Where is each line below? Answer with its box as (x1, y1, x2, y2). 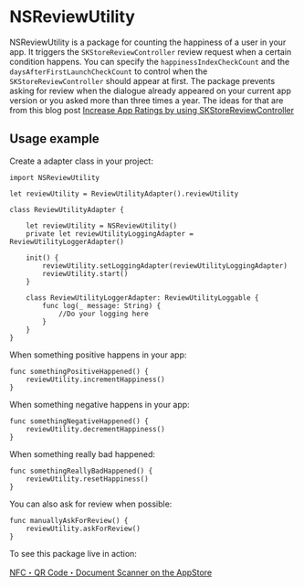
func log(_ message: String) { (42, 301, 162, 310)
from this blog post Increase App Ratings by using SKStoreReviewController (9, 104, 295, 115)
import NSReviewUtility (9, 173, 100, 182)
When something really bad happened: (9, 448, 156, 459)
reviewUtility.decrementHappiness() (26, 424, 166, 433)
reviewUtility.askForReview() (26, 524, 142, 533)
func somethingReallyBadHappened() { (9, 466, 153, 475)
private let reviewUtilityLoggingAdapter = (26, 229, 194, 239)
